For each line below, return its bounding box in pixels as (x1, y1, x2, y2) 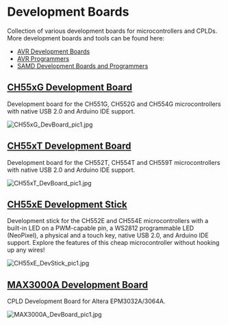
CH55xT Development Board (7, 140, 131, 152)
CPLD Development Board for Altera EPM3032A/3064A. (7, 297, 166, 305)
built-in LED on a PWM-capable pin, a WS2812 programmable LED (7, 224, 194, 233)
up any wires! (7, 246, 45, 254)
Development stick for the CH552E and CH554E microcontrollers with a (7, 217, 209, 225)
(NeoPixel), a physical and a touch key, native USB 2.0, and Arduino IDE (7, 231, 209, 239)
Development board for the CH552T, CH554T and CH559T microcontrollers (7, 158, 220, 166)
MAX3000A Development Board (7, 278, 149, 291)
